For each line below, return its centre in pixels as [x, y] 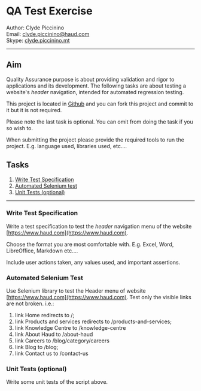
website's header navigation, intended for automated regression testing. [95, 92]
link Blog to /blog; [36, 347]
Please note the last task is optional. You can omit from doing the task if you [100, 122]
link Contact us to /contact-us [51, 354]
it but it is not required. [34, 110]
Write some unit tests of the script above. [57, 382]
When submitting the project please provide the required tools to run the [95, 140]
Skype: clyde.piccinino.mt [38, 40]
